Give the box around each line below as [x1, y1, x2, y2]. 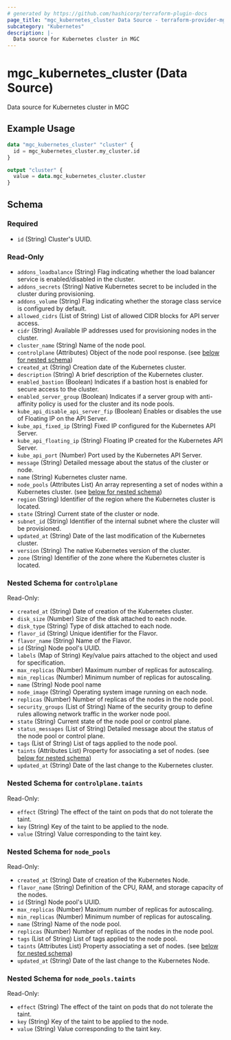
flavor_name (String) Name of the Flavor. [16, 636, 132, 645]
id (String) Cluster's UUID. [16, 235, 92, 243]
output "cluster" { [7, 166, 63, 173]
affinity [16, 400, 38, 408]
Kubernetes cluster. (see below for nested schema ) [16, 488, 163, 496]
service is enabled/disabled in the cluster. [16, 275, 135, 284]
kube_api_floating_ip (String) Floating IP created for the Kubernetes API [16, 436, 223, 445]
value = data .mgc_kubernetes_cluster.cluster [13, 173, 146, 180]
